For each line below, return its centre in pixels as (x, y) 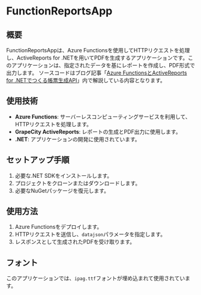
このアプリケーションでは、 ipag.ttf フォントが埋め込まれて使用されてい (96, 278)
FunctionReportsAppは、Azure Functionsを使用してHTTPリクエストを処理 (98, 50)
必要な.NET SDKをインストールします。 (64, 175)
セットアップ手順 (38, 160)
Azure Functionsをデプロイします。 (58, 227)
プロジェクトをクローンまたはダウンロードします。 (78, 183)
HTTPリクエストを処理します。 (53, 124)
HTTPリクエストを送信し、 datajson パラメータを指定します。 (90, 234)
